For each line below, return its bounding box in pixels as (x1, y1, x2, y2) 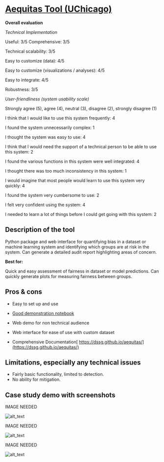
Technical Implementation (5, 29, 58, 35)
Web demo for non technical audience (12, 320, 90, 326)
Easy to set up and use (12, 301, 59, 307)
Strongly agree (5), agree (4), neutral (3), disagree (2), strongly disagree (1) (5, 105, 157, 111)
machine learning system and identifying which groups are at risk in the (5, 244, 149, 249)
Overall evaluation (5, 20, 43, 26)
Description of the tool (5, 225, 75, 234)
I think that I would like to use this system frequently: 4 (5, 115, 115, 121)
